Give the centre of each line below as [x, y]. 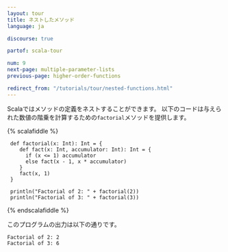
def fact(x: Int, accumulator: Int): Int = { [86, 149]
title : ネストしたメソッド [41, 20]
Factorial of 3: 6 [33, 243]
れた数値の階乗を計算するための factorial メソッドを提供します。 [99, 117]
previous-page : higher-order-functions [64, 76]
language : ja [26, 26]
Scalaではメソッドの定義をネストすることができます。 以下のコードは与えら [114, 109]
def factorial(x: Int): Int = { [56, 143]
